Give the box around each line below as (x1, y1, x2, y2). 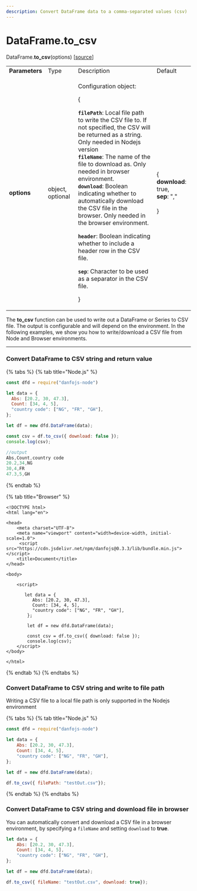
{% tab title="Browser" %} (6, 493, 70, 500)
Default (156, 66, 177, 75)
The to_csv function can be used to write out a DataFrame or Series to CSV (6, 316, 189, 323)
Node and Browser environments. (6, 334, 87, 341)
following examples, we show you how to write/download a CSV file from (6, 329, 183, 336)
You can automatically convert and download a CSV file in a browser (6, 818, 172, 826)
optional (47, 192, 70, 200)
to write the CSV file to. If (78, 116, 147, 124)
